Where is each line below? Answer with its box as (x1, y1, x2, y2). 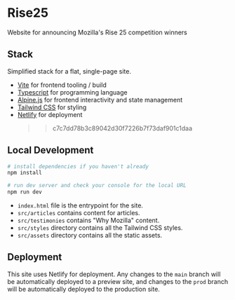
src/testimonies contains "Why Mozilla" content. (17, 216, 160, 225)
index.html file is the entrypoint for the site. (17, 201, 144, 210)
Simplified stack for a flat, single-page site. (7, 67, 132, 75)
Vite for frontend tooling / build (17, 81, 107, 89)
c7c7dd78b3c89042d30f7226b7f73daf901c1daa (52, 124, 193, 132)
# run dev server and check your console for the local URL (7, 182, 187, 189)
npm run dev (7, 189, 42, 196)
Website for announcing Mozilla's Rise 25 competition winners (7, 28, 187, 36)
